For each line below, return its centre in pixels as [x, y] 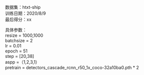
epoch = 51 [16, 51]
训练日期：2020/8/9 [26, 13]
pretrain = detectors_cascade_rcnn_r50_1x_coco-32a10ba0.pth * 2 [72, 67]
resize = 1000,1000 [24, 35]
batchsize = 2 [19, 40]
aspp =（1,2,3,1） [23, 62]
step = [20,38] [20, 56]
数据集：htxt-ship [23, 7]
